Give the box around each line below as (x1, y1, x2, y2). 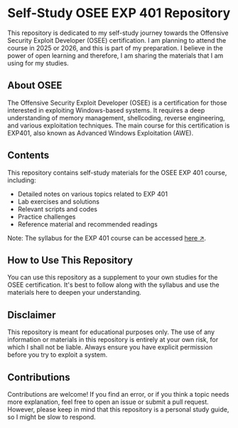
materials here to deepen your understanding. (7, 288, 142, 297)
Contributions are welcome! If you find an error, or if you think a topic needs (7, 390, 229, 398)
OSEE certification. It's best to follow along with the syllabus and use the (7, 281, 220, 289)
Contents (7, 150, 50, 162)
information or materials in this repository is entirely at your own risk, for (7, 335, 219, 344)
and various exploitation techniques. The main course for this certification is (7, 121, 230, 130)
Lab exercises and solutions (17, 197, 99, 206)
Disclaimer (7, 308, 56, 321)
